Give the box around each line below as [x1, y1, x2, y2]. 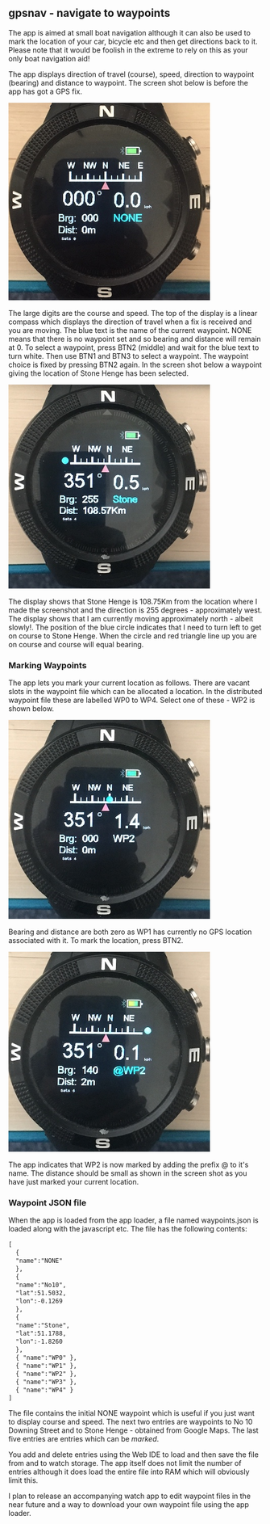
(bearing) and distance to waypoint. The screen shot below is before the [8, 78, 248, 87]
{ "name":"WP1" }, [15, 1362, 78, 1370]
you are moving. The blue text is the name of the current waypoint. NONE [8, 325, 252, 335]
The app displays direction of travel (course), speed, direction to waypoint [8, 69, 255, 79]
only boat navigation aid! [8, 53, 90, 63]
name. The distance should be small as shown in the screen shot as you [8, 1168, 247, 1178]
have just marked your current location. [8, 1177, 139, 1187]
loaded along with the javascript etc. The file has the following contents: [8, 1224, 247, 1234]
